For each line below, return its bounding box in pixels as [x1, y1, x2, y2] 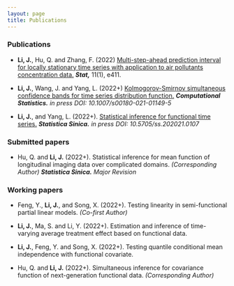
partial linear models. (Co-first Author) [17, 209, 128, 217]
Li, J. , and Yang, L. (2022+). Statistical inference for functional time [17, 112, 211, 121]
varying [17, 229, 40, 238]
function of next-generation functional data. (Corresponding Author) [17, 271, 214, 280]
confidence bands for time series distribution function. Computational [17, 91, 221, 100]
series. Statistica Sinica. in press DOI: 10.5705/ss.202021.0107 [17, 119, 200, 128]
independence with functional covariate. [17, 250, 134, 259]
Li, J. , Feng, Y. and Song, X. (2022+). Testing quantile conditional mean [17, 243, 224, 251]
